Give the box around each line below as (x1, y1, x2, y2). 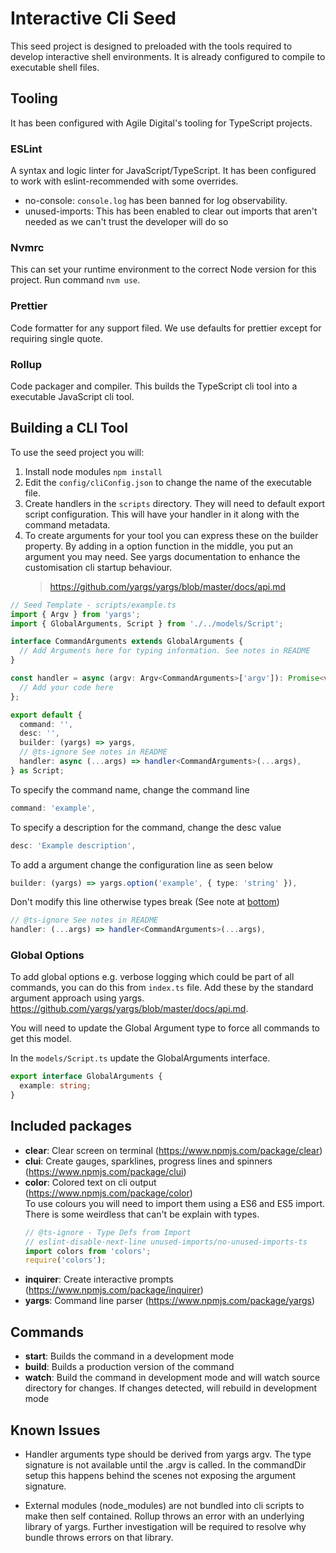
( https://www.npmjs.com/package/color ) (24, 1187, 193, 1199)
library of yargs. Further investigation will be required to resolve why (24, 1520, 307, 1532)
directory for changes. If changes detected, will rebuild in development (24, 1382, 318, 1394)
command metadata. (24, 518, 111, 531)
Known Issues (10, 1422, 101, 1439)
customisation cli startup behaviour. (24, 561, 173, 573)
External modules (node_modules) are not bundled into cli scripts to (24, 1499, 305, 1511)
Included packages (10, 1118, 132, 1135)
